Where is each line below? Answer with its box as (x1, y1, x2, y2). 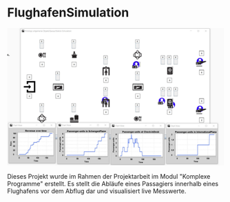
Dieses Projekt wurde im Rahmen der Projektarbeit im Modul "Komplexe (7, 172, 211, 180)
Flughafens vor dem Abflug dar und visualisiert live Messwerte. (7, 187, 187, 195)
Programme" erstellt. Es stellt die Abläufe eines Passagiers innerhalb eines (7, 179, 219, 188)
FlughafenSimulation (7, 5, 129, 21)
